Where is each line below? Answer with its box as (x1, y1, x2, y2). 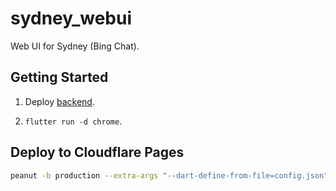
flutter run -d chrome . (24, 115, 123, 127)
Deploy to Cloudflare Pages (10, 144, 185, 161)
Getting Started (10, 69, 109, 86)
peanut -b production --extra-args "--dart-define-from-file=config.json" (10, 170, 329, 181)
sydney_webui (10, 7, 133, 30)
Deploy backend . (24, 95, 95, 107)
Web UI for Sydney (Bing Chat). (10, 40, 140, 52)
